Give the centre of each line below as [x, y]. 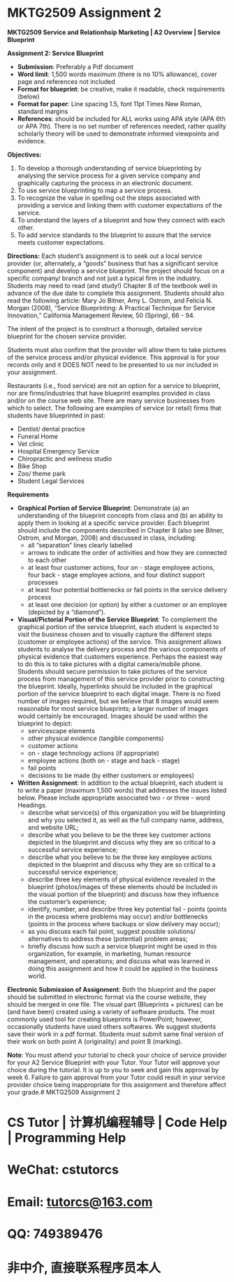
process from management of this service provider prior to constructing [121, 679]
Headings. [32, 805]
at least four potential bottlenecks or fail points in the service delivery [127, 589]
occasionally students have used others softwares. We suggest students [112, 1026]
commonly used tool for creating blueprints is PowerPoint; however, [105, 1019]
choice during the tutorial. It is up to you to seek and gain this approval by [113, 1069]
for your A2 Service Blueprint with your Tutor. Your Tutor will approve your [114, 1062]
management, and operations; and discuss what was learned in [119, 961]
